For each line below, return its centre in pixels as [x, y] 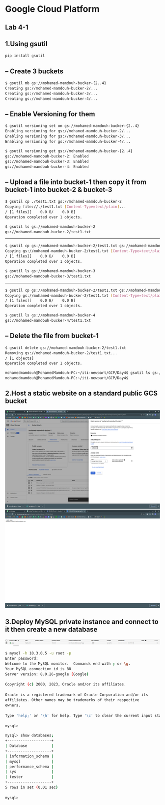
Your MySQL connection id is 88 [38, 669]
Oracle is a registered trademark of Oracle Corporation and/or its [77, 695]
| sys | [29, 772]
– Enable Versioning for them [50, 114]
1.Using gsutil [26, 44]
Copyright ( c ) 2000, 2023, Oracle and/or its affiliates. [66, 684]
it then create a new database [51, 630]
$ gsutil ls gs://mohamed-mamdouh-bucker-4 [50, 315]
